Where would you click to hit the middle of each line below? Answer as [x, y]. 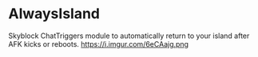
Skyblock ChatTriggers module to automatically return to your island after [129, 36]
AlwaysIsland [54, 14]
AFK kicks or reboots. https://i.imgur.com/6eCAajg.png [99, 44]
